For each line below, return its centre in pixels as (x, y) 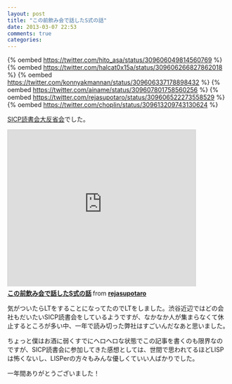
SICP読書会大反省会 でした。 (48, 120)
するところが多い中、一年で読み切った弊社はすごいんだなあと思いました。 (121, 326)
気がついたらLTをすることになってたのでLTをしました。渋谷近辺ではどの (112, 308)
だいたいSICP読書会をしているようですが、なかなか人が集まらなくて (118, 317)
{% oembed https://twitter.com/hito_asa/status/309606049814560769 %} (115, 60)
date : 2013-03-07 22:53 (42, 27)
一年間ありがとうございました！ (53, 373)
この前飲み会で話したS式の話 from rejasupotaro (77, 293)
